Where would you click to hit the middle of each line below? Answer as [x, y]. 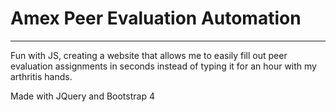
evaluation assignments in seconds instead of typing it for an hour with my [163, 66]
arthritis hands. [41, 76]
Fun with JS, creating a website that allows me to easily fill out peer [149, 55]
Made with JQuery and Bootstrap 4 [82, 96]
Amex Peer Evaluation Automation [156, 18]
